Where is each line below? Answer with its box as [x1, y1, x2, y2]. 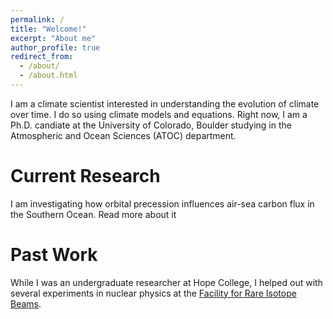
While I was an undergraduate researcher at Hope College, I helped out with [10, 276, 323, 288]
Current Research [10, 165, 161, 188]
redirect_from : [10, 52, 74, 62]
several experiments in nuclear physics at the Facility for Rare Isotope [10, 287, 297, 299]
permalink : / [10, 14, 65, 25]
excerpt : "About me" [10, 33, 97, 43]
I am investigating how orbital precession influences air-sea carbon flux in [10, 197, 315, 210]
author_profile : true [10, 42, 101, 53]
